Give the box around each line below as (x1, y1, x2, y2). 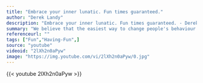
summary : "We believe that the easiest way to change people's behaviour (6, 25, 196, 32)
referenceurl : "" (6, 31, 50, 37)
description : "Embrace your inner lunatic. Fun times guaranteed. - (6, 20, 182, 26)
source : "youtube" (6, 43, 53, 49)
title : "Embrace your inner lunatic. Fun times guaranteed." (6, 8, 164, 15)
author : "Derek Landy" (6, 14, 63, 20)
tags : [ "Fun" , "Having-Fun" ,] (6, 37, 80, 43)
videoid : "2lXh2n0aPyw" (6, 48, 66, 54)
